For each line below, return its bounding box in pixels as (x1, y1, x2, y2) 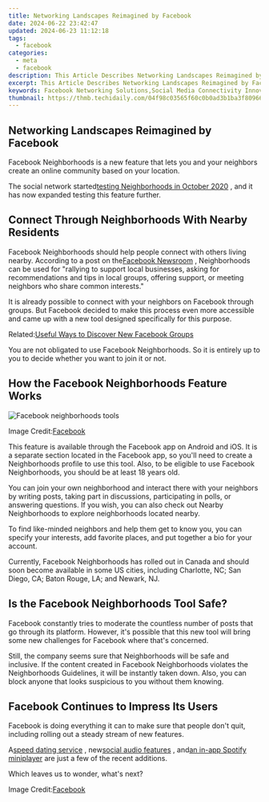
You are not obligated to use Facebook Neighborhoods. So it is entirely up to (8, 344, 260, 354)
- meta (15, 57, 38, 65)
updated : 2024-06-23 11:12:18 (8, 26, 110, 35)
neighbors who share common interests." (8, 281, 144, 291)
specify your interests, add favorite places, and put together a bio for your (8, 532, 252, 542)
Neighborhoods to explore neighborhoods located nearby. (8, 508, 200, 518)
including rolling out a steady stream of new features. (8, 730, 184, 739)
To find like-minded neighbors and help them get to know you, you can (8, 523, 243, 534)
